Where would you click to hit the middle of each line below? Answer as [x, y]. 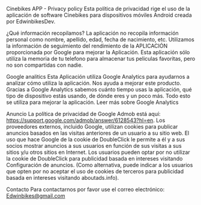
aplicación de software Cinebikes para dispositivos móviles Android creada [99, 15]
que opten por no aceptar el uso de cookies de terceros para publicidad [95, 171]
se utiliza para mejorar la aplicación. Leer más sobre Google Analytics [92, 102]
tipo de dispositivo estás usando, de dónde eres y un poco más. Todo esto [98, 96]
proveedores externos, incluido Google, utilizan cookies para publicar [92, 127]
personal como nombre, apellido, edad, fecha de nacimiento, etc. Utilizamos [100, 39]
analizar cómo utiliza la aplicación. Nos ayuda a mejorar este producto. [94, 83]
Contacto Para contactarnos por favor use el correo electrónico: [85, 189]
